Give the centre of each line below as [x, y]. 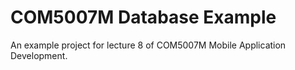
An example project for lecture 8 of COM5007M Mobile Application [148, 45]
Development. [39, 55]
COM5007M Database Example [143, 17]
